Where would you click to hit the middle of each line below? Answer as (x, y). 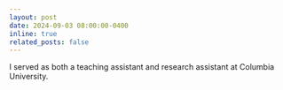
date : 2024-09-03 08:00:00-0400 (69, 26)
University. (29, 77)
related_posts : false (49, 42)
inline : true (33, 34)
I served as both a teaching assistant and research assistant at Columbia (142, 67)
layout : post (33, 17)
